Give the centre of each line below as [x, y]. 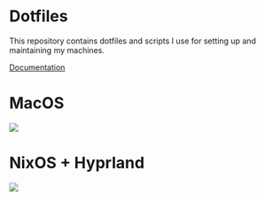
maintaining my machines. [57, 50]
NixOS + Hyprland [77, 163]
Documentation [37, 67]
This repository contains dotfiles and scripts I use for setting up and [133, 41]
